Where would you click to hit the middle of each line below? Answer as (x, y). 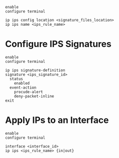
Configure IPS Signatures (58, 44)
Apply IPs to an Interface (57, 120)
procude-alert (29, 92)
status (16, 79)
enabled (22, 83)
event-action (23, 87)
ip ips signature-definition (35, 70)
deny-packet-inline (34, 96)
